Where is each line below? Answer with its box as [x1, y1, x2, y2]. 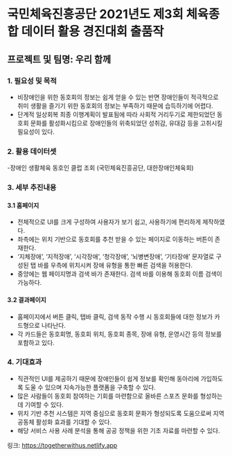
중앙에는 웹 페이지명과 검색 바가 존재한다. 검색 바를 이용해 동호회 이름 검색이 [17, 270, 223, 278]
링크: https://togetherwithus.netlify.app [7, 441, 118, 449]
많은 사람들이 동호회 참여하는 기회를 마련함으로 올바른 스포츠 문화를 [17, 392, 199, 400]
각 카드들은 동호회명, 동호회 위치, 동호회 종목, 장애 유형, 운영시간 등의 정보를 [17, 330, 222, 338]
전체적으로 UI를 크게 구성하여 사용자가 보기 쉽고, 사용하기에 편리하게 [17, 218, 202, 226]
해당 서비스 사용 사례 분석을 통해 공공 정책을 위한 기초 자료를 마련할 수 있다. [17, 426, 220, 435]
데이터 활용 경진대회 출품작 [21, 24, 164, 40]
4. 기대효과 [7, 358, 42, 367]
